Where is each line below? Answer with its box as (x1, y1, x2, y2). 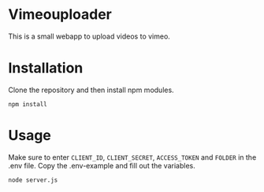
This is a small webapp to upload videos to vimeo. (8, 31, 171, 41)
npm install (8, 100, 47, 108)
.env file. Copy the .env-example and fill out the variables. (8, 161, 195, 170)
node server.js (8, 175, 58, 184)
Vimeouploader (8, 6, 112, 24)
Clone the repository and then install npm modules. (8, 85, 175, 94)
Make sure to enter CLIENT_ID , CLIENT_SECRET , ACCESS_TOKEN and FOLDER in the (8, 152, 257, 162)
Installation (8, 59, 84, 77)
